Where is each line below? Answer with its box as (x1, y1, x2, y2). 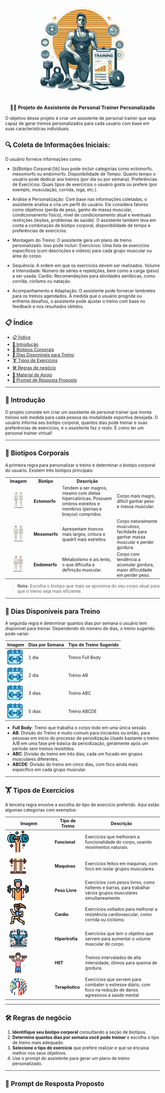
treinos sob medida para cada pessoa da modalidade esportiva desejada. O (5, 414, 158, 420)
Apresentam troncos (62, 526, 104, 532)
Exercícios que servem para (85, 976, 141, 982)
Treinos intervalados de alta (85, 954, 141, 960)
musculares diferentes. (12, 756, 59, 762)
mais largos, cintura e (62, 531, 106, 537)
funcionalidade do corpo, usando (85, 839, 152, 845)
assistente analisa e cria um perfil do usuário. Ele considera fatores (12, 202, 148, 208)
